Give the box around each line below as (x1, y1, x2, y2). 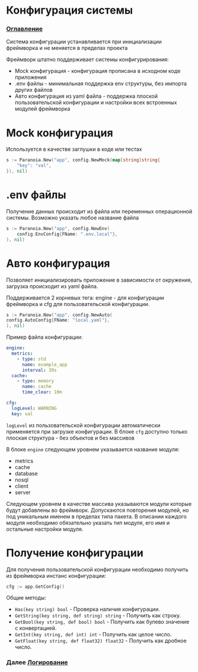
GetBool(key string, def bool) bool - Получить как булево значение (14, 618, 190, 626)
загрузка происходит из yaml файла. (6, 282, 98, 289)
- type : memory (17, 378, 55, 384)
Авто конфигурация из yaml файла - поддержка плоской (14, 93, 158, 100)
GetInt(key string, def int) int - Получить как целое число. (14, 631, 172, 638)
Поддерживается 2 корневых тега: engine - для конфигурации (6, 294, 164, 301)
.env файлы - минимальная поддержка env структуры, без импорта (14, 80, 187, 87)
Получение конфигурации (6, 546, 143, 559)
